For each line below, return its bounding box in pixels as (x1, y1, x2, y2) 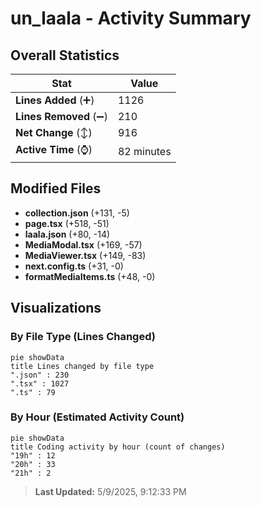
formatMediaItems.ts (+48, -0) (24, 270, 156, 282)
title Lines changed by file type (10, 361, 155, 371)
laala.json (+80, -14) (24, 228, 111, 240)
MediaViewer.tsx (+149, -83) (24, 249, 147, 261)
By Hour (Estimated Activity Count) (10, 410, 185, 424)
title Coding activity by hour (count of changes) (10, 442, 226, 452)
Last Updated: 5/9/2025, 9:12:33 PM (34, 485, 187, 497)
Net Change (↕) (15, 126, 93, 139)
